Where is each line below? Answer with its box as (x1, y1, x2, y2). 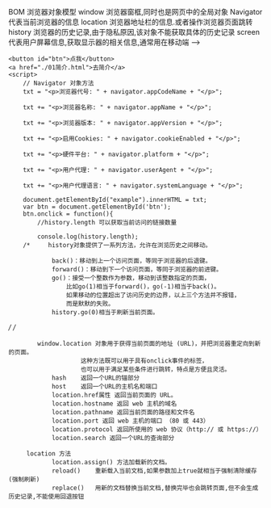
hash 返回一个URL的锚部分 (51, 374, 140, 382)
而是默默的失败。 (65, 300, 115, 308)
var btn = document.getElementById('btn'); (23, 203, 172, 211)
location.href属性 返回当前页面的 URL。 (51, 391, 177, 399)
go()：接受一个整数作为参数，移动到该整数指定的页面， (51, 274, 211, 282)
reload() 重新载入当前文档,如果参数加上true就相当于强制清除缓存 (51, 467, 257, 475)
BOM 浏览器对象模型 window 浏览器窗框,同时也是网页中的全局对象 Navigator (8, 7, 263, 16)
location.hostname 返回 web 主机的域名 (51, 400, 177, 408)
